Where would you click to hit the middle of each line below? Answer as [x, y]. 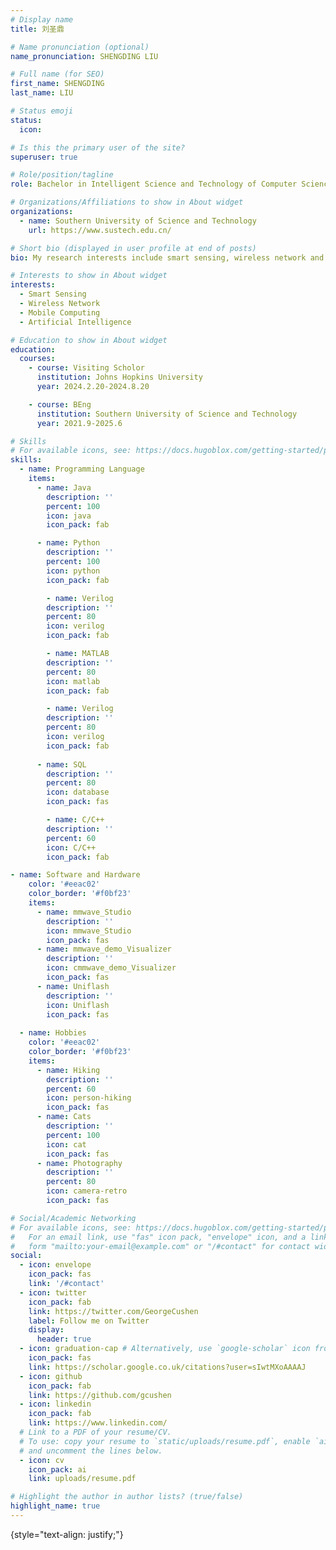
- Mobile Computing [60, 312]
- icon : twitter [53, 1292]
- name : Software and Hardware [75, 875]
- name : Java [64, 487]
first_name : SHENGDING [57, 84]
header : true [64, 1339]
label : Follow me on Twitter [89, 1321]
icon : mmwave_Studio [89, 931]
